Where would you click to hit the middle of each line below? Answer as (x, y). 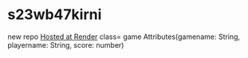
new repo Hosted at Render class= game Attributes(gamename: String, (124, 37)
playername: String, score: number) (66, 44)
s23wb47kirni (55, 15)
